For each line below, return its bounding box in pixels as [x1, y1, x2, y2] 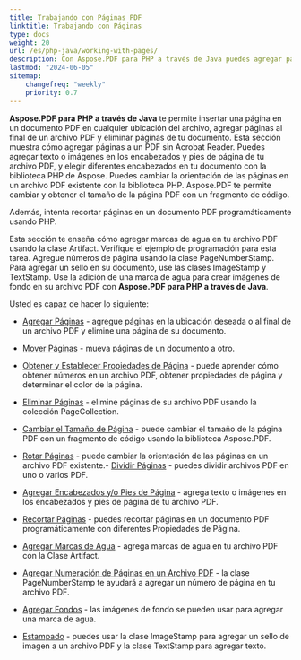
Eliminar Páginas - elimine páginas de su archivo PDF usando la [21, 396, 257, 407]
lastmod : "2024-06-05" [9, 64, 94, 73]
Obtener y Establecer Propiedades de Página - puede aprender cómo [21, 360, 279, 370]
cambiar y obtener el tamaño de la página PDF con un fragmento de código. [9, 189, 290, 200]
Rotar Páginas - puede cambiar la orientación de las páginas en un [21, 450, 269, 461]
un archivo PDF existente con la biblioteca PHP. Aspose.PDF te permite [9, 179, 271, 190]
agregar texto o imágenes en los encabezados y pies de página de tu [9, 151, 265, 161]
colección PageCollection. [21, 405, 119, 417]
